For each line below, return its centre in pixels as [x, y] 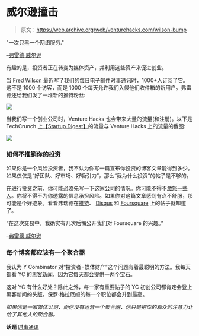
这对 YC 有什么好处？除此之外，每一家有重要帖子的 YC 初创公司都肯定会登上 [99, 287]
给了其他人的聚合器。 [32, 314]
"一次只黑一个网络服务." [35, 42]
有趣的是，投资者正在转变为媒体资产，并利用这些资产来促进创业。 [86, 67]
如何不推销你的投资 [33, 154]
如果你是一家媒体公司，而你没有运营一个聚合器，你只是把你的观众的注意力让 [99, 307]
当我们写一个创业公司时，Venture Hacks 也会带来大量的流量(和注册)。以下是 [99, 119]
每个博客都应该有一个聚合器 [46, 253]
